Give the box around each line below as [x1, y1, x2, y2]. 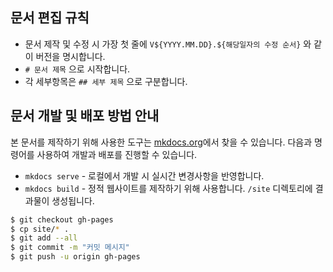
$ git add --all [10, 233, 78, 243]
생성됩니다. [51, 194, 95, 207]
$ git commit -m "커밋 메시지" [10, 243, 130, 253]
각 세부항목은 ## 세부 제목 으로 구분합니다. [24, 75, 188, 87]
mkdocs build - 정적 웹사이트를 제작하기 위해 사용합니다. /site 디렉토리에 [24, 182, 313, 194]
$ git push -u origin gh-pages [10, 252, 141, 262]
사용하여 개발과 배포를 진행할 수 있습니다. [36, 148, 198, 160]
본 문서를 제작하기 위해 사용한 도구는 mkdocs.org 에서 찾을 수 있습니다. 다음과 [10, 136, 313, 148]
